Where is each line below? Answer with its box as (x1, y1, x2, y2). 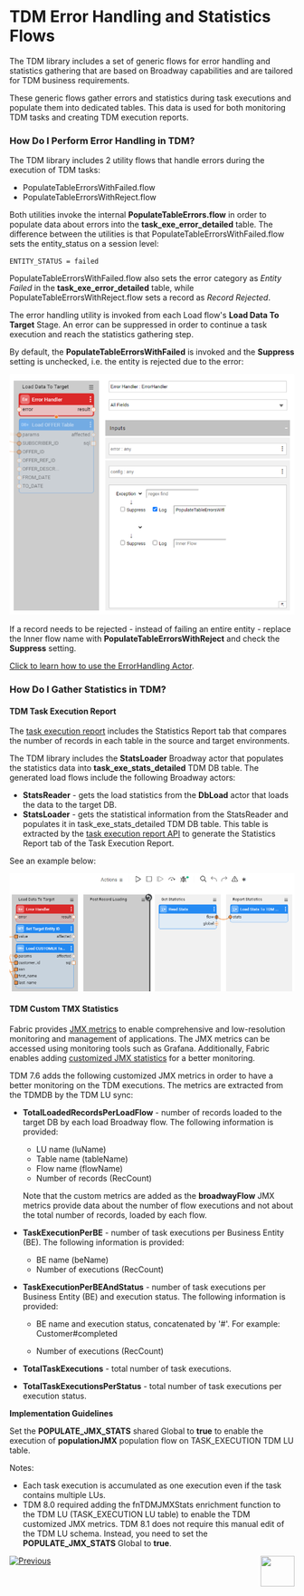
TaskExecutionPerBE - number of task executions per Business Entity (22, 1227, 285, 1238)
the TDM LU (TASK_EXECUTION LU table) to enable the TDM (22, 1508, 251, 1520)
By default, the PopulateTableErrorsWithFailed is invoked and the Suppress (9, 346, 295, 357)
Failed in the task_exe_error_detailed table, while (9, 283, 195, 294)
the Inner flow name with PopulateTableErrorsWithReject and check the (9, 633, 280, 645)
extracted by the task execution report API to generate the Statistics (22, 828, 276, 840)
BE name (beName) (35, 1254, 109, 1265)
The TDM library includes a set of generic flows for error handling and (9, 55, 271, 66)
